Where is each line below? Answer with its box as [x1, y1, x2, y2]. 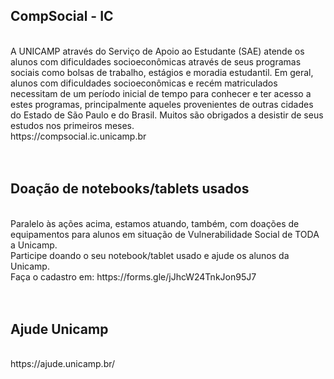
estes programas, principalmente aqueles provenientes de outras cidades [10, 98, 314, 110]
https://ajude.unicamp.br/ [10, 358, 116, 370]
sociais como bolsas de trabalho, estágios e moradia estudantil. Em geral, [10, 66, 314, 78]
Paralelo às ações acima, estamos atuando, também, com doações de [10, 217, 300, 229]
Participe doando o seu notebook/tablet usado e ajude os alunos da [10, 249, 290, 261]
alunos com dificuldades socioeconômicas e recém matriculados [10, 77, 278, 89]
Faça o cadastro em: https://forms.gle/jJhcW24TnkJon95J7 [10, 270, 257, 283]
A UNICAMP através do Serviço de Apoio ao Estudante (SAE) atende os [10, 45, 305, 57]
